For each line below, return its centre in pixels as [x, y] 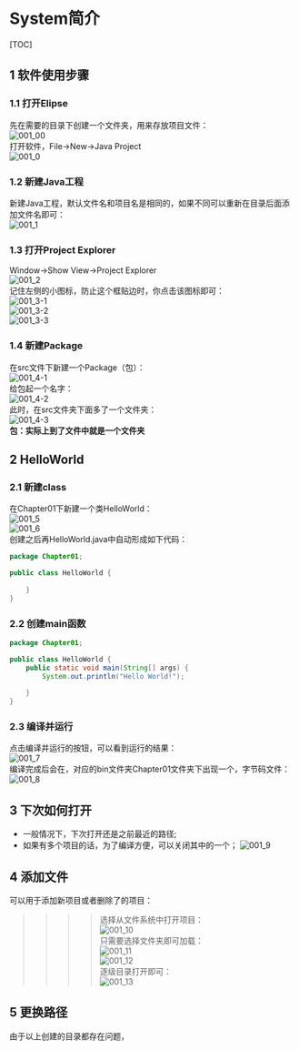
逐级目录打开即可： [136, 971]
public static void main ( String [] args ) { [107, 668]
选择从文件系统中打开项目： [152, 919]
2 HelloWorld [47, 459]
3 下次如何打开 [51, 810]
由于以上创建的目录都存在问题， [69, 1036]
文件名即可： [41, 214]
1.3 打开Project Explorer [63, 249]
